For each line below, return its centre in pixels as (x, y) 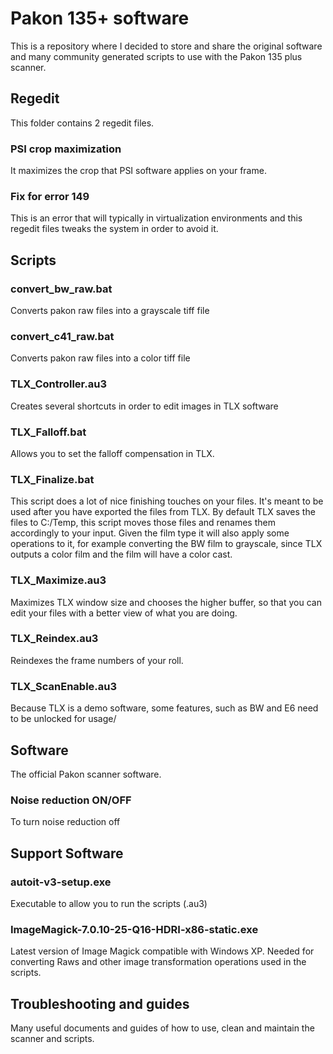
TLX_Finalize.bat (52, 479)
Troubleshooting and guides (100, 1003)
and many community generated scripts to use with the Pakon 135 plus (156, 56)
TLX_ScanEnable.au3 (64, 686)
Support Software (67, 853)
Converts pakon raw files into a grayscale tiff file (110, 311)
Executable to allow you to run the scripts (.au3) (109, 903)
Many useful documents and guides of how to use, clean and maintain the (162, 1028)
